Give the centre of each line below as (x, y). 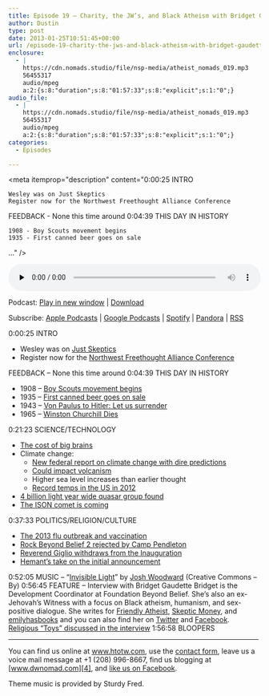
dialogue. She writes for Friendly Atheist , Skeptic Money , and (137, 611)
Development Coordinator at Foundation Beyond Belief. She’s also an (122, 594)
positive (21, 611)
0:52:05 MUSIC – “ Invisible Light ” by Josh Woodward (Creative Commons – (133, 577)
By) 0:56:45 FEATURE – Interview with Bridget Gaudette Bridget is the (123, 585)
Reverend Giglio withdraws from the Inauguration (101, 553)
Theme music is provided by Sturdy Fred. (76, 684)
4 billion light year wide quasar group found (92, 496)
